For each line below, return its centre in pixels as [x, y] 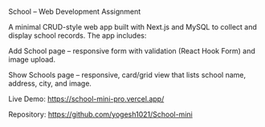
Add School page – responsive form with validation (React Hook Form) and [132, 51]
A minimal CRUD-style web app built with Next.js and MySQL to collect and [132, 27]
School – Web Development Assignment [75, 12]
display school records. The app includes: [77, 36]
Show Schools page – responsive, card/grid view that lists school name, [127, 75]
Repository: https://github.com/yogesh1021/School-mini [100, 114]
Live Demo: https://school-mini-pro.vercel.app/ [86, 99]
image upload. [32, 60]
